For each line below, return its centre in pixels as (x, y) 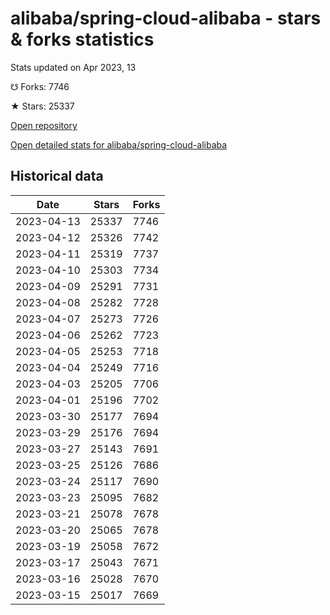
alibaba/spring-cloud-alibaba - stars (166, 18)
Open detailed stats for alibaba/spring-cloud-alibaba (119, 144)
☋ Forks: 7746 (40, 86)
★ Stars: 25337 (42, 106)
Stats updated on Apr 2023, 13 (73, 67)
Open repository (44, 125)
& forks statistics (82, 39)
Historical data (57, 176)
